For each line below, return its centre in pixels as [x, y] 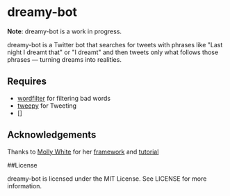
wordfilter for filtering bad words [64, 98]
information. [25, 186]
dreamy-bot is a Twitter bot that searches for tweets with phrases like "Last [115, 44]
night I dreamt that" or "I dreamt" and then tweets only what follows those [113, 52]
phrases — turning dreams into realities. [64, 59]
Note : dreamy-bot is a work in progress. [65, 31]
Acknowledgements [52, 135]
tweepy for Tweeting [47, 106]
